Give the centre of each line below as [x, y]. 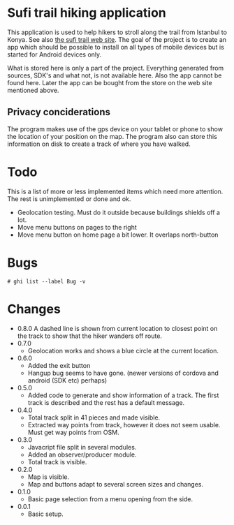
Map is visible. [49, 477]
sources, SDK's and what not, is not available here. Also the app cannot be [115, 75]
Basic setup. [46, 514]
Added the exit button [59, 365]
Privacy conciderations [59, 112]
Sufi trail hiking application [87, 13]
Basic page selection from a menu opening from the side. [110, 499]
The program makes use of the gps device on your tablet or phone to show [115, 129]
